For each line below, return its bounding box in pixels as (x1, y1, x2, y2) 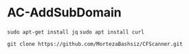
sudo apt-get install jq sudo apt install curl (7, 29, 144, 36)
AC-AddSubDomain (7, 5, 122, 21)
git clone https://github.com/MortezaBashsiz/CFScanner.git (7, 40, 184, 47)
